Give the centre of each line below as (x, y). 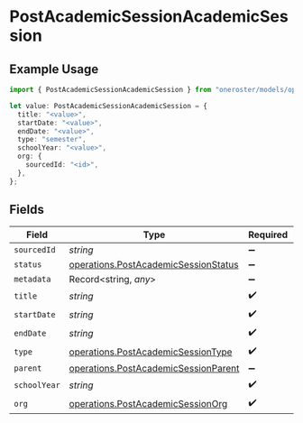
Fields (27, 210)
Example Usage (54, 69)
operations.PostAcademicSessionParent (154, 369)
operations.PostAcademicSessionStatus (154, 265)
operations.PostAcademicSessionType (151, 352)
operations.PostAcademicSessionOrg (148, 403)
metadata (32, 280)
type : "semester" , (52, 140)
